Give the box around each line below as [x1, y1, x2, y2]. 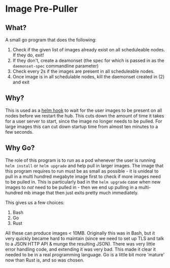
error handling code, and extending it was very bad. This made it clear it [5, 246, 156, 252]
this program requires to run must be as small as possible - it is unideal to [5, 168, 159, 174]
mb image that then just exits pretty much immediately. [24, 189, 139, 196]
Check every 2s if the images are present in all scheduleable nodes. [12, 68, 155, 74]
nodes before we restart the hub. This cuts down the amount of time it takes [5, 112, 164, 118]
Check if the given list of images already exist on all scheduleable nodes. [12, 47, 165, 52]
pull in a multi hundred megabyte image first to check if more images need [5, 173, 161, 180]
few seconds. [5, 129, 34, 135]
